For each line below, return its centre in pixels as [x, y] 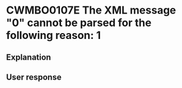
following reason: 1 [54, 35]
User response [34, 77]
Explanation [29, 57]
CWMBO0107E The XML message [91, 10]
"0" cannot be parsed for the [79, 23]
